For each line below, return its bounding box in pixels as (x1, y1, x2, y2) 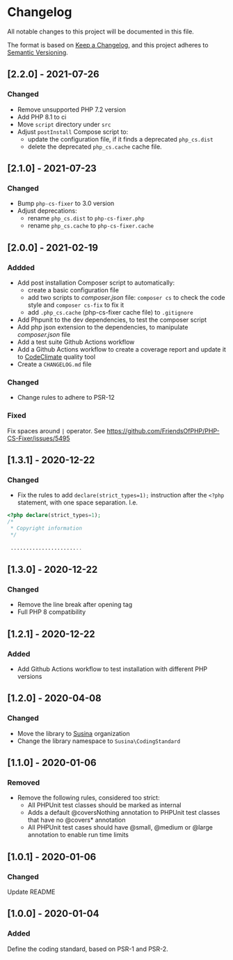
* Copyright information (10, 525, 82, 532)
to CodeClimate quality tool (17, 353, 96, 361)
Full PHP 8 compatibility (17, 608, 86, 616)
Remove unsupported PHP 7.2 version (17, 105, 127, 114)
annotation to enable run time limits (27, 831, 129, 839)
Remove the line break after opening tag (17, 601, 133, 609)
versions (17, 672, 42, 680)
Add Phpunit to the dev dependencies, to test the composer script (17, 315, 207, 324)
